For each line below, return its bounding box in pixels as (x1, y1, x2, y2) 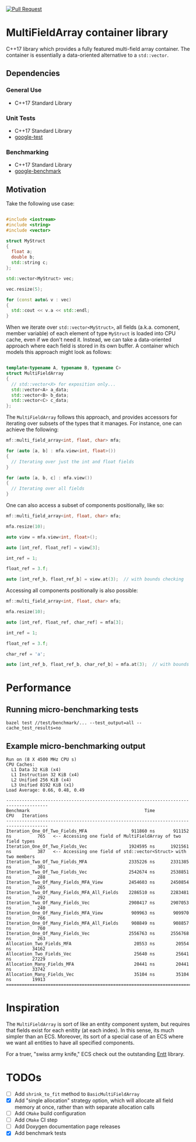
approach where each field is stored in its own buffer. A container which (6, 342, 179, 349)
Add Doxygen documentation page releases (14, 1123, 121, 1130)
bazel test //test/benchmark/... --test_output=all (6, 720, 134, 726)
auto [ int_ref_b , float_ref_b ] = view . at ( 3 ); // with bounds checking (6, 576, 184, 582)
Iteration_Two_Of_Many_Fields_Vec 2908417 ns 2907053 (6, 900, 190, 906)
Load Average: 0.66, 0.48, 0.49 (6, 787, 85, 793)
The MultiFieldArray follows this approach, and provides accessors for (6, 414, 178, 421)
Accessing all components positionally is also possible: (6, 587, 138, 594)
